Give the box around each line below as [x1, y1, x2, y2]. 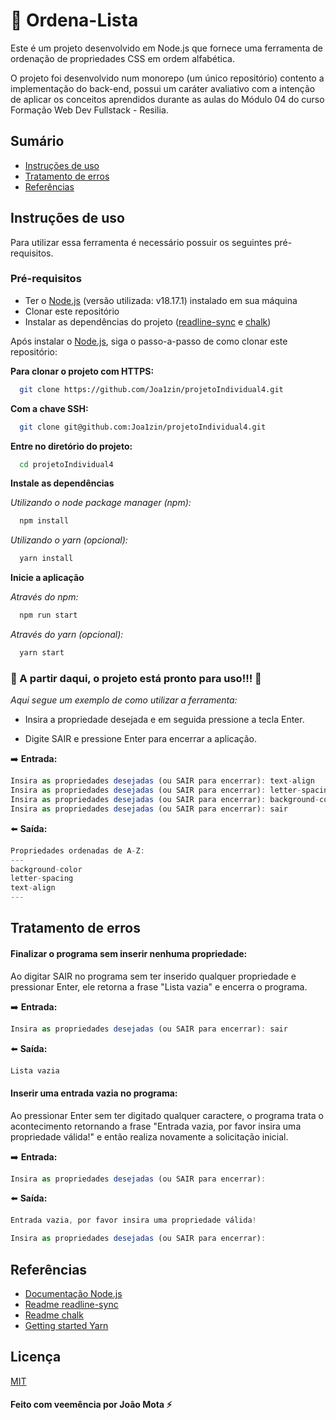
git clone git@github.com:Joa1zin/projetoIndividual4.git [19, 422, 267, 432]
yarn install [19, 554, 74, 564]
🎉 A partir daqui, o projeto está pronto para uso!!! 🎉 [10, 671, 262, 685]
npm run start [19, 610, 78, 621]
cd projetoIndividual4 [19, 459, 114, 469]
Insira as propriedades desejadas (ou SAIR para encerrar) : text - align [10, 776, 315, 786]
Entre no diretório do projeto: [10, 440, 133, 452]
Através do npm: [10, 591, 79, 603]
